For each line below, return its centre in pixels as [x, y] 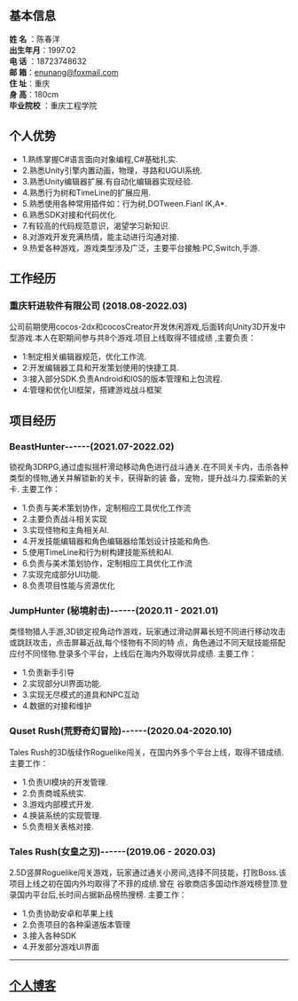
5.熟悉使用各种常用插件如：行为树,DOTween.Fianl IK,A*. [125, 203]
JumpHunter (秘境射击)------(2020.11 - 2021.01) [114, 610]
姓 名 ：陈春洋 [35, 39]
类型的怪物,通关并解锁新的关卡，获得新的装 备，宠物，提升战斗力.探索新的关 [149, 478]
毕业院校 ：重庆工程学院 [53, 106]
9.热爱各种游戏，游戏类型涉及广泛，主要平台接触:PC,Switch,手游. [141, 247]
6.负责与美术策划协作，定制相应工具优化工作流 [107, 563]
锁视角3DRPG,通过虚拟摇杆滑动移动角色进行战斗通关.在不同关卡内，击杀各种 [149, 467]
